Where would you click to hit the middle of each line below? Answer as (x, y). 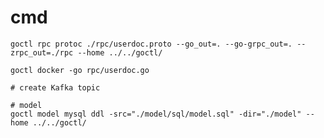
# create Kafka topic (55, 87)
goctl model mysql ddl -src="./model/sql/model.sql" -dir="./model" (156, 114)
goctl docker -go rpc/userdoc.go (80, 70)
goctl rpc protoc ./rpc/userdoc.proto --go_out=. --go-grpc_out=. (151, 44)
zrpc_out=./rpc (42, 52)
